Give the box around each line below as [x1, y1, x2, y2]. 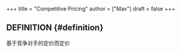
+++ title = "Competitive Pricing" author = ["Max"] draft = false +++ [6, 5, 176, 12]
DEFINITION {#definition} [6, 22, 104, 33]
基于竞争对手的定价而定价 [6, 39, 70, 47]
